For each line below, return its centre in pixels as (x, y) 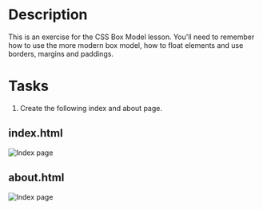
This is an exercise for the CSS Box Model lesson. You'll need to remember (131, 37)
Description (48, 15)
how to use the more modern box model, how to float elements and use (126, 45)
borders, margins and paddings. (61, 53)
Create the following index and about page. (91, 108)
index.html (36, 133)
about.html (36, 178)
